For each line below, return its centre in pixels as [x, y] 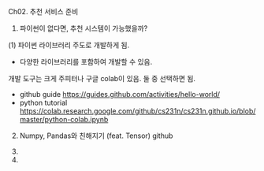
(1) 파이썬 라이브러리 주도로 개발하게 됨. [69, 45]
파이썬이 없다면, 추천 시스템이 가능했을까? [84, 28]
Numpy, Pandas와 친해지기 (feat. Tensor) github [96, 136]
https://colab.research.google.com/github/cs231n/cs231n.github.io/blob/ [138, 111]
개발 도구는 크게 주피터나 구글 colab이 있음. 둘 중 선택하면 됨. [102, 78]
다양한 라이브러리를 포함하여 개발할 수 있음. [86, 62]
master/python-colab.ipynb [64, 119]
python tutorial [43, 102]
